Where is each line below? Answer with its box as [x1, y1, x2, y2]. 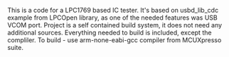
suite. [7, 44, 23, 51]
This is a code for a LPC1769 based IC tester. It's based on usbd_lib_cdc [7, 6, 219, 14]
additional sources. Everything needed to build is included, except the [7, 28, 212, 37]
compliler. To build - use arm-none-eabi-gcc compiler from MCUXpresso [7, 36, 222, 44]
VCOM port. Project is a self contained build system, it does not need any [7, 21, 223, 29]
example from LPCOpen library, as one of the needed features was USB [7, 13, 218, 22]
